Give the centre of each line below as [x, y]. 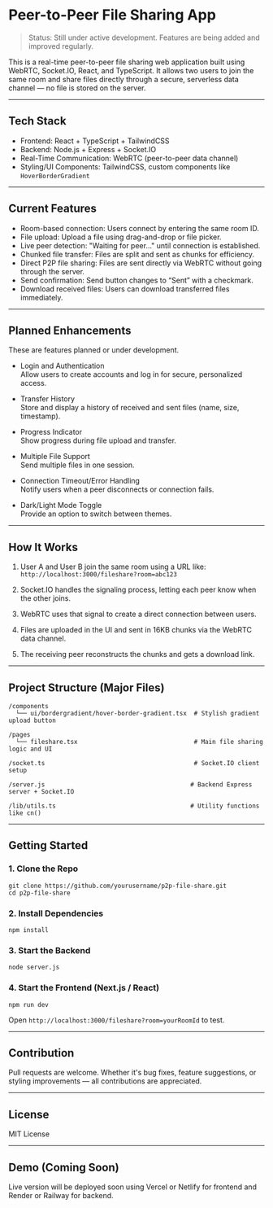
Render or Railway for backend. [61, 1196]
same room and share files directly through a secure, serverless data [124, 79]
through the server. [52, 271]
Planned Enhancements [70, 330]
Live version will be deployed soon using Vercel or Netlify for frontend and [133, 1187]
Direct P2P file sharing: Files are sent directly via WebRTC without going [141, 263]
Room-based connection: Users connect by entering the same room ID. [140, 228]
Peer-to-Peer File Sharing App [113, 15]
